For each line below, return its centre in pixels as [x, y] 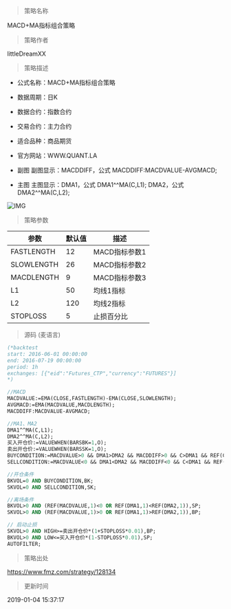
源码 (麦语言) [42, 335]
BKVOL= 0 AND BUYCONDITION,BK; [51, 480]
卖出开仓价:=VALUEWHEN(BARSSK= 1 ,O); [57, 450]
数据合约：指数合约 [44, 112]
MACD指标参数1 [120, 252]
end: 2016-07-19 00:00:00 [44, 360]
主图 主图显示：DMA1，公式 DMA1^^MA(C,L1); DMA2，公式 [100, 185]
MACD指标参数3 [120, 278]
